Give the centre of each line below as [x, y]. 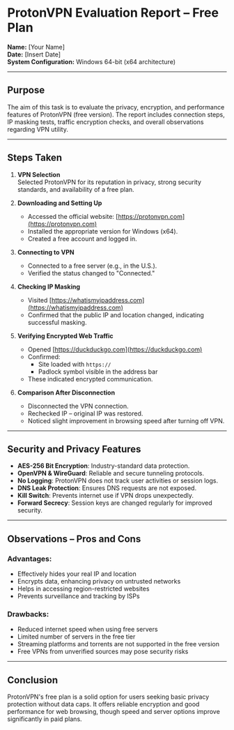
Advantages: [30, 558]
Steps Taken [35, 158]
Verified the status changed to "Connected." [91, 273]
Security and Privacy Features [74, 449]
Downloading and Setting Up [60, 203]
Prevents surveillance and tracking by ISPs [79, 596]
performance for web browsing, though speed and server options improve [114, 712]
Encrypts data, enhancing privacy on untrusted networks [99, 581]
